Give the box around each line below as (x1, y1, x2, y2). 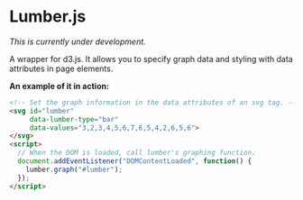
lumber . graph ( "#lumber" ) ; (25, 165, 124, 174)
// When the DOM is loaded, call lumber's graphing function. (17, 149, 256, 158)
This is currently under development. (9, 36, 146, 47)
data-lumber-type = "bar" (29, 114, 119, 123)
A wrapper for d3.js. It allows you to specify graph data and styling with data (9, 53, 293, 64)
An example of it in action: (9, 80, 110, 91)
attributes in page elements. (9, 63, 114, 74)
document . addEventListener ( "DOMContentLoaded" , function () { (17, 157, 252, 166)
